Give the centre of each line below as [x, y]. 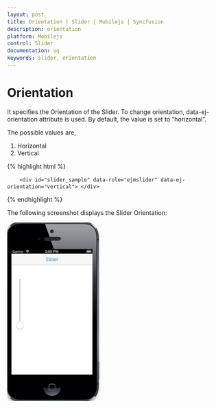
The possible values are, [42, 132]
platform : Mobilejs [35, 36]
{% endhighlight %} [35, 199]
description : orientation [44, 29]
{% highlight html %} [37, 166]
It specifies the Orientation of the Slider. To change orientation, [96, 112]
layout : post [26, 14]
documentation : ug [33, 51]
